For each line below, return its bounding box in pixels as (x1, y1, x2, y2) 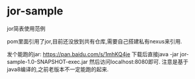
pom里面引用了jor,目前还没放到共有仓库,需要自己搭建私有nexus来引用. (7, 37, 182, 45)
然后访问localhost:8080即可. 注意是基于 (89, 58, 189, 65)
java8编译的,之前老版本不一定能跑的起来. (7, 65, 109, 73)
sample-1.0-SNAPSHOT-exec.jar (7, 58, 88, 65)
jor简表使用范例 (7, 25, 46, 32)
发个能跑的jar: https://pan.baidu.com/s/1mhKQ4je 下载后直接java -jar (7, 50, 179, 58)
